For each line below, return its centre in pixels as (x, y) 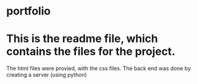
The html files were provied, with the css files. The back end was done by (99, 68)
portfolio (29, 11)
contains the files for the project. (91, 52)
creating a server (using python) (47, 75)
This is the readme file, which (82, 39)
